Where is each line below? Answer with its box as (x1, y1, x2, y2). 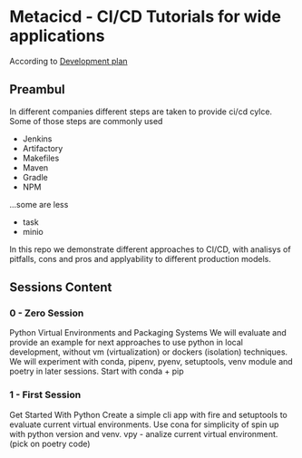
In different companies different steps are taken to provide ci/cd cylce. (9, 106, 273, 117)
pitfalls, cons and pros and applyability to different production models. (9, 253, 272, 264)
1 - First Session (9, 388, 82, 401)
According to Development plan (9, 55, 129, 66)
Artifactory (22, 142, 63, 153)
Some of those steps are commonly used (9, 115, 163, 126)
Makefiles (22, 152, 60, 163)
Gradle (22, 171, 48, 182)
